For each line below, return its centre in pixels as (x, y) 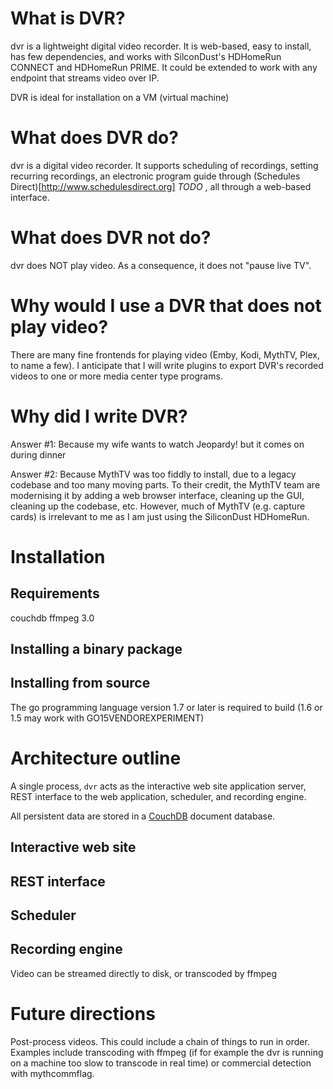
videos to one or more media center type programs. (116, 376)
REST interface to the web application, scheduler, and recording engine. (158, 796)
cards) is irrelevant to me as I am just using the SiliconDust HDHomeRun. (160, 516)
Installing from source (80, 683)
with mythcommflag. (52, 1073)
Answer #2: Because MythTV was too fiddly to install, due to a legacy (153, 474)
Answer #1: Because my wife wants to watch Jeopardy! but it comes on (157, 444)
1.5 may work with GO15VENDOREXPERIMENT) (107, 718)
